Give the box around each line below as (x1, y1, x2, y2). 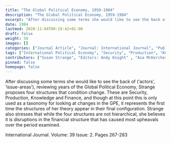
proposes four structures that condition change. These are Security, (5, 89, 148, 96)
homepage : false (5, 64, 40, 69)
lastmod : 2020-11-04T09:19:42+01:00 (5, 27, 83, 32)
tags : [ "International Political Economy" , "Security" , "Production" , (5, 50, 158, 55)
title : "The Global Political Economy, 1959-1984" (5, 7, 115, 13)
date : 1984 (5, 21, 28, 27)
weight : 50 (5, 36, 28, 41)
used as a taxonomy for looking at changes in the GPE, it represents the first (5, 100, 165, 106)
